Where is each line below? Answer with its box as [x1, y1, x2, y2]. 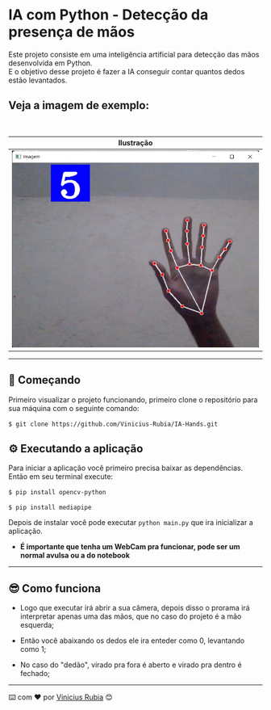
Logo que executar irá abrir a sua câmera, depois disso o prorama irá [19, 603, 250, 613]
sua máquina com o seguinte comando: [8, 403, 140, 413]
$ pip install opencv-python [8, 489, 106, 497]
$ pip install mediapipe [8, 503, 92, 512]
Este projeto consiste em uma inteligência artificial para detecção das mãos [8, 49, 260, 59]
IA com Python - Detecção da [8, 6, 209, 24]
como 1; [19, 645, 47, 654]
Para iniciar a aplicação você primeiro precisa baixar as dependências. [8, 463, 244, 473]
